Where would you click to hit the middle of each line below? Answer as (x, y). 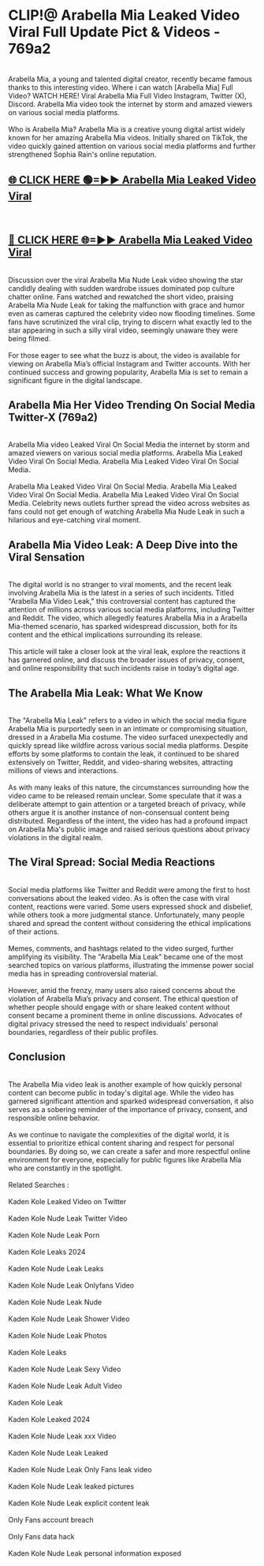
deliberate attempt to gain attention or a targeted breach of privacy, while (127, 804)
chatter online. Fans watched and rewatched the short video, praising (121, 296)
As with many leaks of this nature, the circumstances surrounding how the (129, 787)
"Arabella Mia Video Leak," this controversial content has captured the (122, 601)
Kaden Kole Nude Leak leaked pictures (71, 1486)
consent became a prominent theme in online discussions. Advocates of (125, 1015)
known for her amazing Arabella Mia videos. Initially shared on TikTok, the (128, 137)
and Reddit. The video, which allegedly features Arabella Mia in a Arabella (128, 618)
